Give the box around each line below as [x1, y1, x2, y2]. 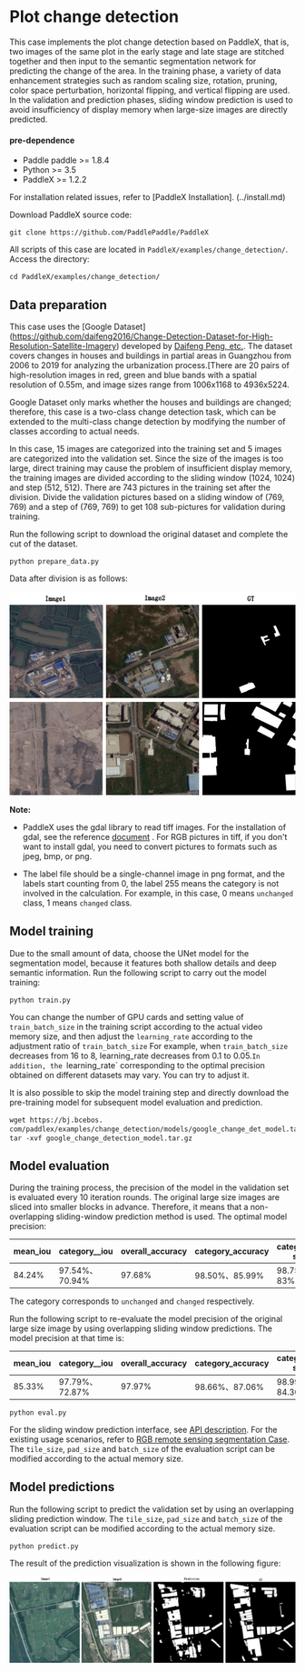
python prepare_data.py [9, 556, 100, 566]
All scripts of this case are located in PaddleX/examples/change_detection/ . [9, 244, 289, 255]
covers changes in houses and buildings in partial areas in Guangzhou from [9, 350, 292, 361]
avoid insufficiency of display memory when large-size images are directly [9, 104, 288, 115]
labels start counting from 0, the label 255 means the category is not [22, 877, 280, 888]
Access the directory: [9, 254, 90, 265]
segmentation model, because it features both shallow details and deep [9, 957, 277, 968]
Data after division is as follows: [9, 573, 129, 584]
